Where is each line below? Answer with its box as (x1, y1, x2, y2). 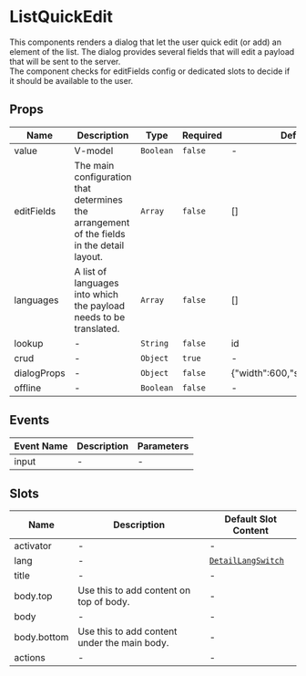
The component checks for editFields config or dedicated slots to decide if (9, 66, 291, 77)
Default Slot (224, 513, 278, 525)
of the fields (74, 227, 126, 240)
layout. (74, 250, 103, 263)
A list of (74, 265, 107, 277)
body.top (14, 590, 53, 603)
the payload (74, 299, 126, 312)
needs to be (74, 310, 126, 323)
